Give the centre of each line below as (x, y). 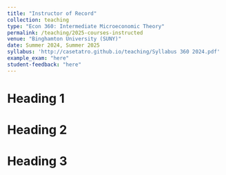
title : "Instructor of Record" (52, 13)
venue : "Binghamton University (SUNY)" (64, 39)
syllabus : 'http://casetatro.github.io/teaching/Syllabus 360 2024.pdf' (114, 52)
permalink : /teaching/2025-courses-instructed (75, 33)
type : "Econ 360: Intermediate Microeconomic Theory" (86, 26)
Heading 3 (37, 161)
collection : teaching (38, 20)
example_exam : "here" (38, 58)
